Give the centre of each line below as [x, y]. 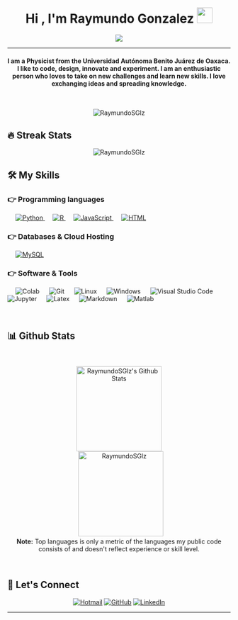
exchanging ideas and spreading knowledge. [119, 83]
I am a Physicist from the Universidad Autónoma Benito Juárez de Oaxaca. [119, 61]
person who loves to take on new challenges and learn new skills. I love [119, 76]
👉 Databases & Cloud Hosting [61, 236]
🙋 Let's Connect [43, 585]
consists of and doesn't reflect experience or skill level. [119, 549]
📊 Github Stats [41, 336]
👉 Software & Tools [42, 273]
